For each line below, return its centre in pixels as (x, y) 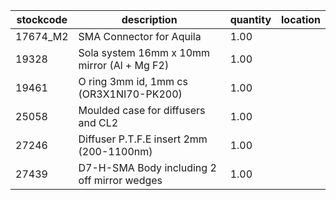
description (149, 19)
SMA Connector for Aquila (140, 36)
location (301, 19)
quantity (250, 19)
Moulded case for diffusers (142, 110)
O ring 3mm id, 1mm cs (133, 81)
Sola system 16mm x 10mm (144, 52)
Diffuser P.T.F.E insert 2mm (143, 139)
